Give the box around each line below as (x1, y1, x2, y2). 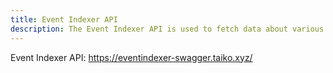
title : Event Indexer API (10, 14, 118, 25)
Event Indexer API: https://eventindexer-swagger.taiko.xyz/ (10, 51, 253, 63)
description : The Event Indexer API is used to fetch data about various (10, 24, 325, 34)
